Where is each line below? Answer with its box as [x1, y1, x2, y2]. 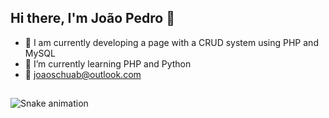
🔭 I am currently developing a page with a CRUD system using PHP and [24, 36, 319, 48]
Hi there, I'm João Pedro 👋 [10, 10, 175, 27]
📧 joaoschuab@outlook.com [24, 68, 142, 80]
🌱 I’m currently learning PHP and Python [24, 57, 192, 70]
